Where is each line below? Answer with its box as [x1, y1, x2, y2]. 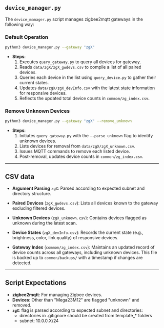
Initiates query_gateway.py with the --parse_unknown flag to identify [19, 133, 153, 139]
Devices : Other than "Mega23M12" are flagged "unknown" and [12, 297, 140, 303]
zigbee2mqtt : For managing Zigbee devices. [12, 292, 102, 298]
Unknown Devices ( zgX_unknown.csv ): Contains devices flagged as [12, 215, 147, 221]
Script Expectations [5, 278, 67, 287]
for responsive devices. [19, 90, 67, 96]
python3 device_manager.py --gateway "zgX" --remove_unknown [5, 119, 132, 124]
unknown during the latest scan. [12, 220, 77, 226]
